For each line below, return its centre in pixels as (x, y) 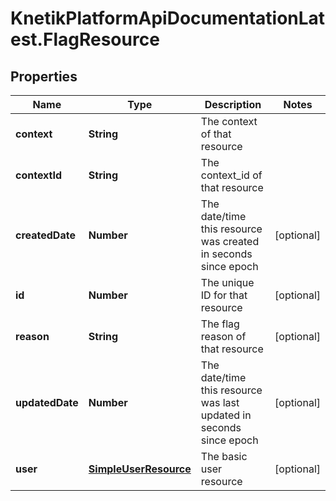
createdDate (45, 235)
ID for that (224, 295)
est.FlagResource (85, 39)
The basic (224, 456)
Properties (44, 76)
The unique (227, 282)
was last (220, 402)
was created (230, 241)
